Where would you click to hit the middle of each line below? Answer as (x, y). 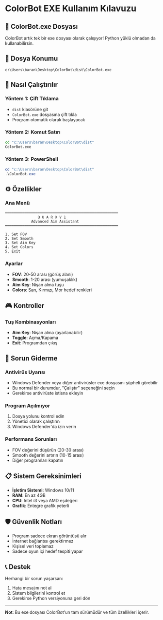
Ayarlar (14, 263)
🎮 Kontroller (25, 306)
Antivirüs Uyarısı (25, 372)
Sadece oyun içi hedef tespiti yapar (48, 551)
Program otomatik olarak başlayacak (49, 119)
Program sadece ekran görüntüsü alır (49, 536)
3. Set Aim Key (20, 243)
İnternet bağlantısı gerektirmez (43, 541)
